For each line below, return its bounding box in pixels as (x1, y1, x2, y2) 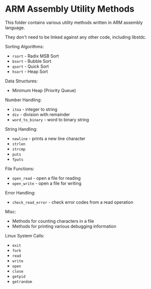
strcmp (12, 147, 26, 152)
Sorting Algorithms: (5, 43, 44, 49)
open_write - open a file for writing (12, 180, 82, 186)
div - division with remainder (12, 111, 70, 117)
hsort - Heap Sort (12, 68, 48, 74)
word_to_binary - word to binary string (12, 116, 89, 122)
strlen (12, 141, 26, 147)
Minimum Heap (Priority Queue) (12, 87, 76, 93)
